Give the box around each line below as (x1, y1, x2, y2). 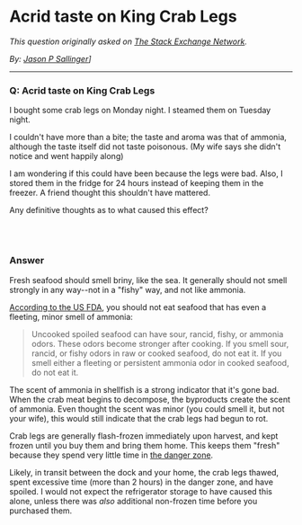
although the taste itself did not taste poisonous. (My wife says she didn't (9, 141, 281, 152)
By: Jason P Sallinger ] (9, 53, 92, 64)
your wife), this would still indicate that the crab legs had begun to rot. (9, 413, 269, 423)
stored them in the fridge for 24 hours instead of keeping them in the (9, 178, 264, 189)
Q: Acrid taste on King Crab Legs (9, 84, 155, 96)
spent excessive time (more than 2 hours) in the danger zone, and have (9, 476, 274, 487)
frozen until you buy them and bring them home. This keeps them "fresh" (9, 440, 280, 450)
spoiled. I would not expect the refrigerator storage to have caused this (9, 485, 272, 496)
